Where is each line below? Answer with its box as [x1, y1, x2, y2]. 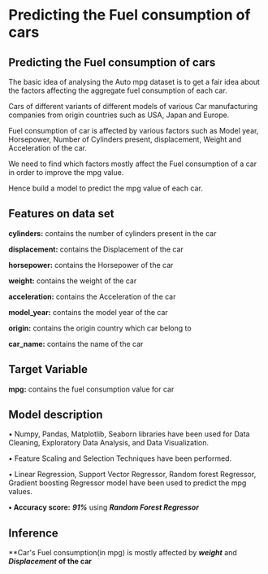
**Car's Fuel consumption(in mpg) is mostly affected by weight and [8, 548, 237, 558]
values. [8, 487, 32, 497]
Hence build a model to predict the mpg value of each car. [8, 183, 203, 193]
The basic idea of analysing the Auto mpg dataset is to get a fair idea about [8, 77, 260, 86]
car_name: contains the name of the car [8, 339, 144, 348]
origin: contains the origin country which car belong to [8, 323, 192, 333]
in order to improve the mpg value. [8, 168, 124, 177]
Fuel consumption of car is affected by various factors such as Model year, [8, 126, 259, 135]
